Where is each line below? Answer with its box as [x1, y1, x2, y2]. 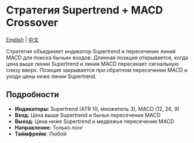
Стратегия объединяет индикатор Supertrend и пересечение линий [6, 47, 176, 55]
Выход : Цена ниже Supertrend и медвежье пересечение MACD [14, 118, 175, 125]
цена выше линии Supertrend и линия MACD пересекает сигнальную [6, 60, 179, 67]
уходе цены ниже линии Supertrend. [6, 73, 97, 80]
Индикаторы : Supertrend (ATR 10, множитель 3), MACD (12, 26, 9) [14, 105, 180, 112]
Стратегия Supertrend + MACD [6, 4, 163, 17]
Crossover [6, 16, 58, 29]
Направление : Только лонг [14, 124, 83, 131]
